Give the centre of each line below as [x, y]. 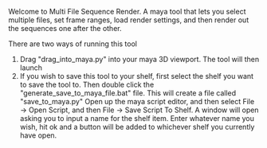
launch [31, 68]
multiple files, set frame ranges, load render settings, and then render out [129, 20]
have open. [38, 135]
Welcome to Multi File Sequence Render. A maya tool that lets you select [127, 12]
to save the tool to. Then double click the [87, 84]
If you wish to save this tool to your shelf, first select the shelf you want [136, 76]
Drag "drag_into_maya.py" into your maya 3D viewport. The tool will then [139, 59]
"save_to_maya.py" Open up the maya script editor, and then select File [137, 101]
